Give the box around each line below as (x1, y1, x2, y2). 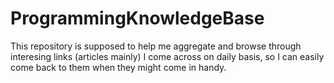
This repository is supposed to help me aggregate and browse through (10, 40, 302, 52)
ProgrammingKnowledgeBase (10, 7, 265, 30)
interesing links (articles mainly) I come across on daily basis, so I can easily (10, 50, 325, 62)
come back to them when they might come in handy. (10, 61, 227, 73)
